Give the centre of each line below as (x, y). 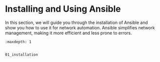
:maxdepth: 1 (18, 42)
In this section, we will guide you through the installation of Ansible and (76, 22)
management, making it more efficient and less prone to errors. (69, 33)
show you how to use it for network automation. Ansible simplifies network (80, 27)
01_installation (21, 55)
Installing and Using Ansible (63, 9)
